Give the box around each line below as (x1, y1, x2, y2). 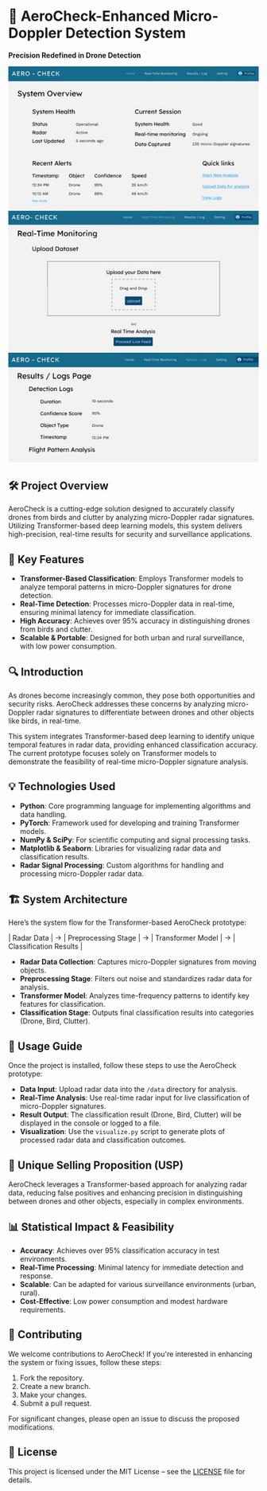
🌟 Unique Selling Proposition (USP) (8, 1158, 184, 1172)
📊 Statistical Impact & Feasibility (8, 1220, 175, 1234)
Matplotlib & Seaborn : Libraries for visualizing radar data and (19, 843, 222, 853)
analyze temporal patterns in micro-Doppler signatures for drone (19, 582, 232, 592)
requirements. (19, 1305, 66, 1314)
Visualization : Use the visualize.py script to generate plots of (19, 1127, 225, 1137)
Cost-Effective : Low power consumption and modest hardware (19, 1296, 228, 1305)
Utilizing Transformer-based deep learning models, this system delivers (8, 521, 243, 530)
